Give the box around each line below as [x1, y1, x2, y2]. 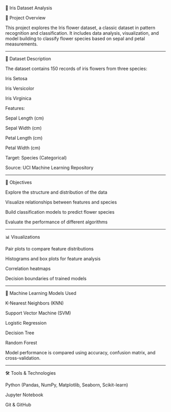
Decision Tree [5, 330, 35, 336]
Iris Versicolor [5, 85, 35, 91]
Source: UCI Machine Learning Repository [5, 165, 94, 171]
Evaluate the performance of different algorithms [5, 219, 108, 225]
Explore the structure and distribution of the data [5, 189, 108, 195]
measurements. [5, 41, 38, 47]
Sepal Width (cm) [5, 125, 42, 131]
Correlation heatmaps [5, 266, 51, 271]
